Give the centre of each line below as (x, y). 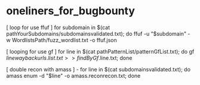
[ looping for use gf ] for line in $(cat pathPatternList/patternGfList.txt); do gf (100, 51)
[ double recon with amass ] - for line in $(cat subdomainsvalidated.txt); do (99, 69)
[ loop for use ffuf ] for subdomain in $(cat (58, 27)
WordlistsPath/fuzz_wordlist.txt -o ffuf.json (64, 40)
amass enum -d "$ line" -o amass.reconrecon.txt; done (73, 75)
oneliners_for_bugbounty (71, 11)
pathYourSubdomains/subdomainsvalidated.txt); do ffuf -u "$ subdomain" (96, 33)
